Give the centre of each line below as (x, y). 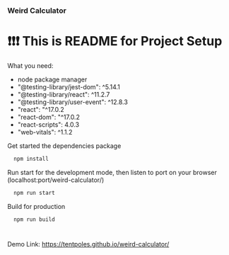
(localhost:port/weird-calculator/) (56, 180)
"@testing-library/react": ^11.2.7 (64, 94)
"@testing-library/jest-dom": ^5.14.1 (69, 86)
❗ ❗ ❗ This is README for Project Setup (115, 41)
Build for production (36, 206)
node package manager (52, 79)
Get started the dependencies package (64, 146)
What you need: (30, 65)
